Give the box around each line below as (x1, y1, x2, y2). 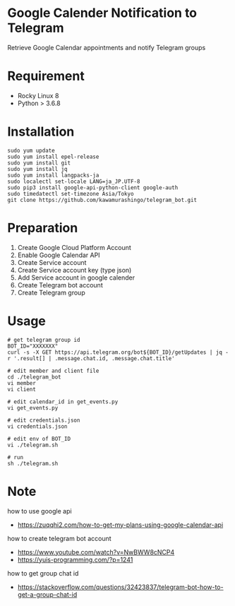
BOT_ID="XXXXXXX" (7, 343, 59, 350)
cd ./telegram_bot (7, 373, 61, 381)
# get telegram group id (7, 336, 80, 343)
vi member (7, 379, 37, 386)
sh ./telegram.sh (7, 460, 59, 467)
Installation (7, 124, 75, 140)
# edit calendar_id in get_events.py (7, 398, 119, 405)
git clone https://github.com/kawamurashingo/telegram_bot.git (7, 196, 198, 203)
